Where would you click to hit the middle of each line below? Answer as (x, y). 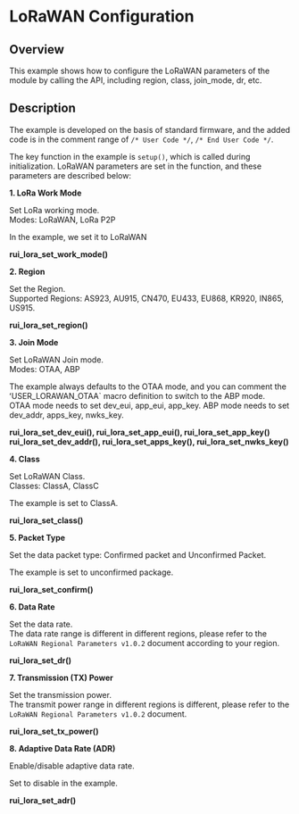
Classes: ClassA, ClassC (54, 486)
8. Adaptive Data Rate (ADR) (62, 748)
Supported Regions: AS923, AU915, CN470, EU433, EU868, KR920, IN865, (146, 298)
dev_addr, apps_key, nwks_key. (66, 415)
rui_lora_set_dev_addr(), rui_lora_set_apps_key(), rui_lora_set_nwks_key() (149, 441)
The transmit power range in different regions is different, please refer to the (149, 704)
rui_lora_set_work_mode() (59, 254)
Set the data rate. (41, 624)
